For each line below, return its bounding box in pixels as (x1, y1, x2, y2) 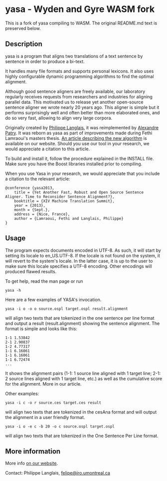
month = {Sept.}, (14, 207, 50, 212)
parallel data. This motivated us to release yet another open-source (5, 99, 144, 105)
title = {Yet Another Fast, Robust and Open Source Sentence (14, 190, 144, 195)
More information (5, 447, 61, 456)
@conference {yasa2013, (5, 185, 55, 190)
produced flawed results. (5, 268, 57, 274)
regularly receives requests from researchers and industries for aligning (5, 93, 153, 99)
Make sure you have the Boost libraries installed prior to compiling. (5, 161, 143, 167)
